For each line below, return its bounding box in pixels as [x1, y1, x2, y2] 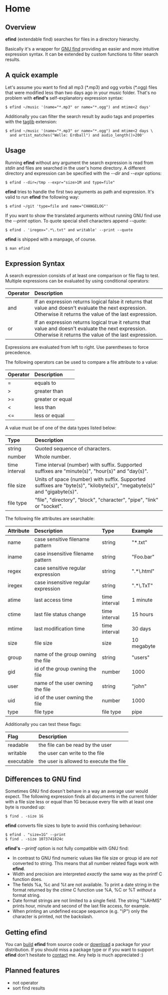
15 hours [131, 611, 153, 618]
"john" [131, 683, 147, 690]
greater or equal [34, 396, 72, 403]
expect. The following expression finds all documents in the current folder [5, 793, 157, 799]
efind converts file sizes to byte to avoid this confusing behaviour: [5, 822, 141, 828]
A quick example [5, 71, 58, 80]
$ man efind [5, 246, 30, 251]
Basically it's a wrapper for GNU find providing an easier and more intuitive [5, 46, 159, 52]
